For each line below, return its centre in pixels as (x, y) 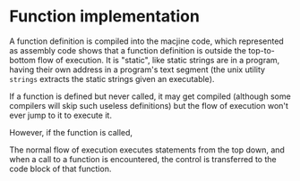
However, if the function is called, (71, 132)
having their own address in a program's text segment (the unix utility (137, 70)
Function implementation (104, 16)
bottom (22, 60)
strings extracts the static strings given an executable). (112, 78)
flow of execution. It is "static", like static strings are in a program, (159, 60)
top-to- (261, 50)
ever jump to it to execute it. (60, 115)
